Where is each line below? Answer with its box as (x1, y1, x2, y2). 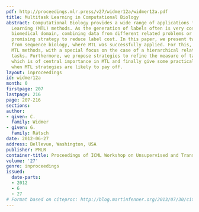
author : (6, 108, 25, 114)
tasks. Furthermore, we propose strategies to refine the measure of (11, 53, 187, 59)
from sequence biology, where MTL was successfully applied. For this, (11, 42, 192, 48)
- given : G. (6, 125, 36, 131)
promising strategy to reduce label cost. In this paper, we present (11, 36, 187, 42)
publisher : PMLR (6, 147, 46, 153)
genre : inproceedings (6, 163, 60, 169)
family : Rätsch (11, 130, 49, 137)
